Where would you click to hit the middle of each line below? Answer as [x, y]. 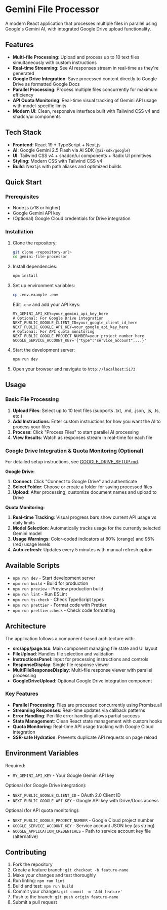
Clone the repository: [35, 243]
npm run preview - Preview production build [58, 588]
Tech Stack [23, 132]
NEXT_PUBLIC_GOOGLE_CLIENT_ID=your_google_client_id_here [75, 323]
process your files [31, 427]
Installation [19, 232]
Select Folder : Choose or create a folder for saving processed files [82, 487]
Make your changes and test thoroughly [54, 875]
